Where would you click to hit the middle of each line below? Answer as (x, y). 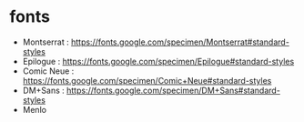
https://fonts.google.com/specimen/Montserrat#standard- (180, 42)
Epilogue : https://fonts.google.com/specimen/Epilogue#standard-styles (158, 61)
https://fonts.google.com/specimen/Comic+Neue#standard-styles (147, 80)
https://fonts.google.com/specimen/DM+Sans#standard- (173, 90)
